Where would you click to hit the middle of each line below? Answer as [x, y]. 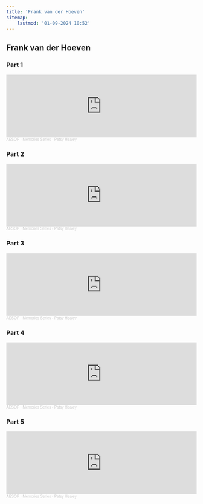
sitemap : [17, 18]
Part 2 [15, 153]
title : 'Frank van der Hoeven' [46, 12]
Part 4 [15, 332]
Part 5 [15, 422]
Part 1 [14, 65]
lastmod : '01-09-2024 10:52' [54, 23]
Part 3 [15, 244]
